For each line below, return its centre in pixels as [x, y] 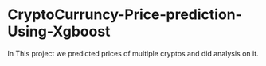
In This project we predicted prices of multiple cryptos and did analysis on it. [133, 53]
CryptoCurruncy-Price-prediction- [125, 15]
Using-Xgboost [59, 31]
